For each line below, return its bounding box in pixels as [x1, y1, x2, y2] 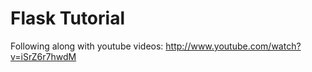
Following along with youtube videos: [10, 40, 164, 52]
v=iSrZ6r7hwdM [10, 50, 77, 62]
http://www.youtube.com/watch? [165, 40, 302, 52]
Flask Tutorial [10, 7, 125, 30]
